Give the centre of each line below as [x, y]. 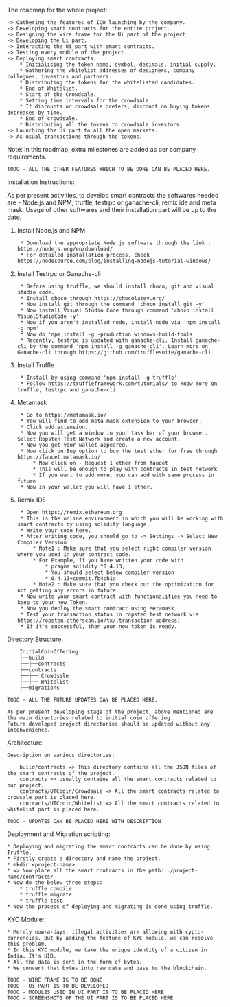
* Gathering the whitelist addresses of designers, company [107, 71]
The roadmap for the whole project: [57, 10]
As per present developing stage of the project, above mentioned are [110, 712]
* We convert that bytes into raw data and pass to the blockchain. [107, 968]
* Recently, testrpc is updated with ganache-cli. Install [106, 340]
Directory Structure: [35, 639]
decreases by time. [35, 113]
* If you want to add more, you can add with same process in [123, 475]
